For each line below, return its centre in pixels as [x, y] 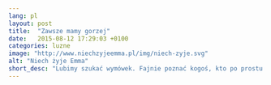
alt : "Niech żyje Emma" [49, 62]
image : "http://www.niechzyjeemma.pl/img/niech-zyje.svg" [108, 53]
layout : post [30, 23]
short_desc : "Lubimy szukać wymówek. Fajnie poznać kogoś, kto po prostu [136, 69]
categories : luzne [39, 46]
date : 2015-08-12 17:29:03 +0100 [69, 38]
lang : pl [23, 16]
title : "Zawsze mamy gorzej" [60, 31]
